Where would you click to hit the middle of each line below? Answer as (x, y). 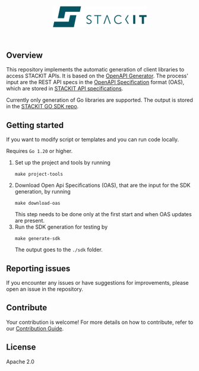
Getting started (35, 125)
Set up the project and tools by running (63, 163)
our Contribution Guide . (35, 328)
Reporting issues (38, 268)
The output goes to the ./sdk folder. (59, 250)
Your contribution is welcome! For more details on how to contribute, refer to (100, 322)
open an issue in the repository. (45, 289)
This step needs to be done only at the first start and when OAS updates (103, 214)
